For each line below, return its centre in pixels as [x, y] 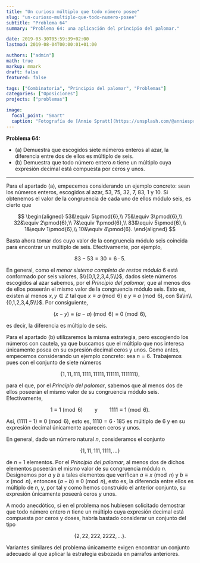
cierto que [19, 205]
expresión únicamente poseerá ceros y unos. [62, 494]
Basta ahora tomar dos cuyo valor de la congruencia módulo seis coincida [97, 240]
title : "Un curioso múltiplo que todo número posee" [73, 12]
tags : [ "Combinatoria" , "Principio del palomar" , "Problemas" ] [86, 88]
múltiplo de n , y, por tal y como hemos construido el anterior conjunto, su [96, 487]
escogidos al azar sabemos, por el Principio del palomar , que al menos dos [99, 282]
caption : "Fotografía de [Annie [52, 121]
